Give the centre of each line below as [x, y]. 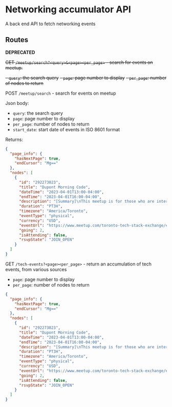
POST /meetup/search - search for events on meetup [61, 93]
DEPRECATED [20, 52]
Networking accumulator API [68, 10]
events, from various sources [36, 269]
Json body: [17, 103]
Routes [17, 40]
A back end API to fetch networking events [50, 24]
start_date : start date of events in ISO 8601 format [66, 129]
